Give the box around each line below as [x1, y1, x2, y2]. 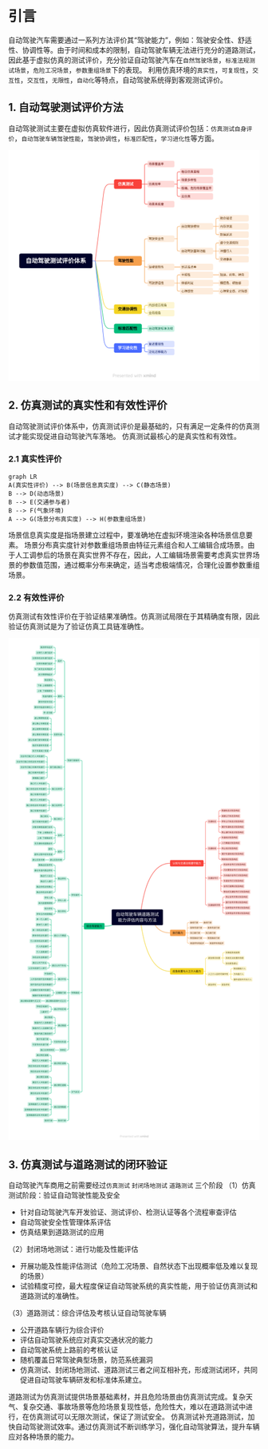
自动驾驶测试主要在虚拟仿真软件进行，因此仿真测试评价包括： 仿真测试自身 [8, 123, 247, 133]
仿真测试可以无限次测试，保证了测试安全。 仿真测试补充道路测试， [29, 1412, 248, 1422]
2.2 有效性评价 [8, 592, 65, 603]
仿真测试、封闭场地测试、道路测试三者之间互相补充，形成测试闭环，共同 [19, 1365, 258, 1375]
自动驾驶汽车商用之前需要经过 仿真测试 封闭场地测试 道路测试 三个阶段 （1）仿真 [8, 1181, 256, 1190]
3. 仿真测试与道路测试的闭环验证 [8, 1158, 167, 1171]
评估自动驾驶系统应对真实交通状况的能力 [19, 1335, 153, 1345]
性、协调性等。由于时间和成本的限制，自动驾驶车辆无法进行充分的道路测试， [8, 45, 260, 54]
